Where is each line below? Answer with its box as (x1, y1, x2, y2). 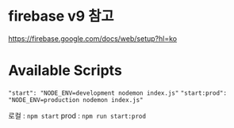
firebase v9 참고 (8, 7, 114, 25)
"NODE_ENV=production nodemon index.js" (8, 96, 144, 104)
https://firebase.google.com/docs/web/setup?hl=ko (8, 33, 177, 43)
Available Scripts (8, 62, 123, 80)
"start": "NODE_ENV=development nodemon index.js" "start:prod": (8, 88, 228, 97)
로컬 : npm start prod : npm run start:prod (8, 111, 147, 120)
